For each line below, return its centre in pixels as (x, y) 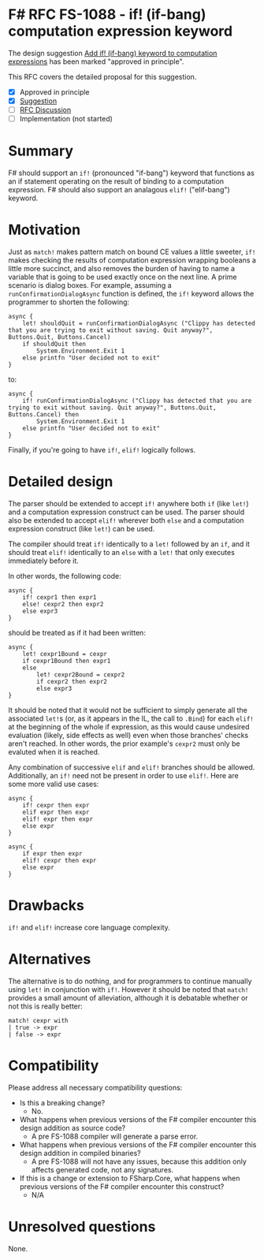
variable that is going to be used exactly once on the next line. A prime (123, 277)
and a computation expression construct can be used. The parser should (126, 512)
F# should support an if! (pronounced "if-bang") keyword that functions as (131, 173)
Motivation (45, 230)
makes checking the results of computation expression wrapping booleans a (132, 260)
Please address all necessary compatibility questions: (95, 1087)
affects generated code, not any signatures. (102, 1169)
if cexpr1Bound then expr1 (67, 661)
